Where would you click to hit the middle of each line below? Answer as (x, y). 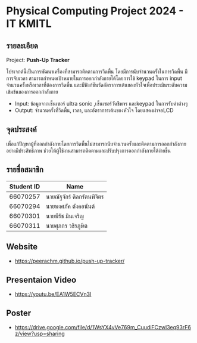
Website (22, 247)
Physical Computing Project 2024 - (95, 11)
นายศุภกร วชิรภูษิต (67, 225)
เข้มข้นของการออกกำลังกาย (32, 92)
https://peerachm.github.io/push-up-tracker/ (70, 261)
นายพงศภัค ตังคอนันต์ (71, 206)
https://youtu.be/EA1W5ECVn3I (53, 294)
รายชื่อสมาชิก (25, 170)
